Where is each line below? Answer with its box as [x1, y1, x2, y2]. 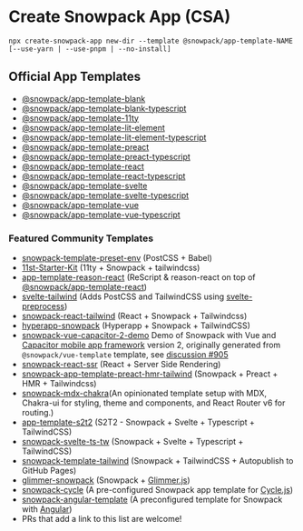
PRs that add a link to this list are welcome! [21, 514, 182, 525]
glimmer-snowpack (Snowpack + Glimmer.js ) [21, 475, 191, 486]
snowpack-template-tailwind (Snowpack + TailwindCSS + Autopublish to [21, 456, 294, 466]
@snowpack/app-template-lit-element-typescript [21, 132, 207, 143]
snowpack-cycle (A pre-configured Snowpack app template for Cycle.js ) [21, 485, 294, 496]
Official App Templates [8, 69, 142, 85]
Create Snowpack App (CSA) [8, 6, 231, 27]
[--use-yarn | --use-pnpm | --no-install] [8, 44, 171, 54]
